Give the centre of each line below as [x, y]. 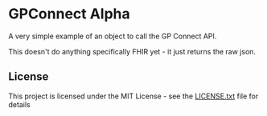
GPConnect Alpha [69, 14]
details [19, 104]
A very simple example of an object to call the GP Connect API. [113, 36]
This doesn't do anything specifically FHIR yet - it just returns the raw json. [132, 51]
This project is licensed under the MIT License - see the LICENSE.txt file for [133, 96]
